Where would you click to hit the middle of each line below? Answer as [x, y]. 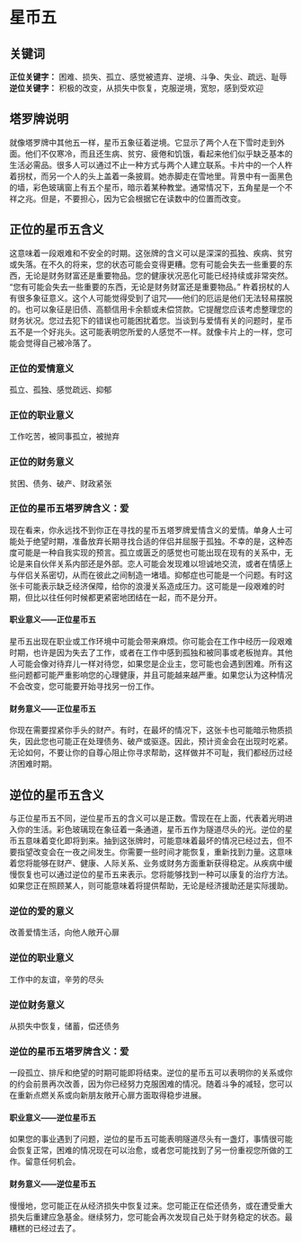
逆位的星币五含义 [57, 795]
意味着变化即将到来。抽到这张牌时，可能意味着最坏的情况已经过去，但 [155, 841]
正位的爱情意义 [42, 368]
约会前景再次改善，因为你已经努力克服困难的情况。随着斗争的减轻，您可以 [155, 1084]
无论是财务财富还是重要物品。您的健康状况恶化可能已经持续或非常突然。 [159, 275]
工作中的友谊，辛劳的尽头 [57, 979]
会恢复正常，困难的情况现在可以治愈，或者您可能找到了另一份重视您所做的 [147, 1150]
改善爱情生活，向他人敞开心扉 [64, 932]
